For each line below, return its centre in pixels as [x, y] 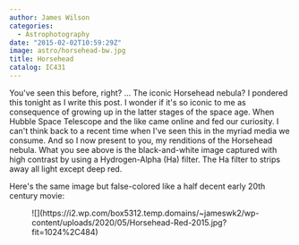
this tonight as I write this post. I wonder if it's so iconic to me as [128, 102]
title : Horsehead [42, 59]
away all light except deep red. [66, 169]
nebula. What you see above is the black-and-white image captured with [143, 149]
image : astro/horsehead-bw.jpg [68, 51]
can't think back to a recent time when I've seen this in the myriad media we [149, 131]
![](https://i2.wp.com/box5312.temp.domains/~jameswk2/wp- [145, 213]
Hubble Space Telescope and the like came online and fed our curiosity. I [144, 121]
